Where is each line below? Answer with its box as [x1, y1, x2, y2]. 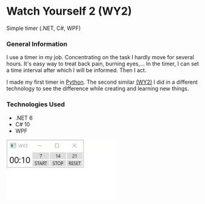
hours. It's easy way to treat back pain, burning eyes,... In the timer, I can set [6, 60, 199, 68]
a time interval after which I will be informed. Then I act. [6, 67, 147, 74]
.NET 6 [15, 114, 33, 122]
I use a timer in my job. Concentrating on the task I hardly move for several [6, 54, 195, 61]
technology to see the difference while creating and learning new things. [6, 85, 190, 92]
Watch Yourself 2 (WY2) [6, 4, 132, 18]
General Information [6, 40, 68, 48]
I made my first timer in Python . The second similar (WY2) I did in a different [6, 78, 198, 86]
